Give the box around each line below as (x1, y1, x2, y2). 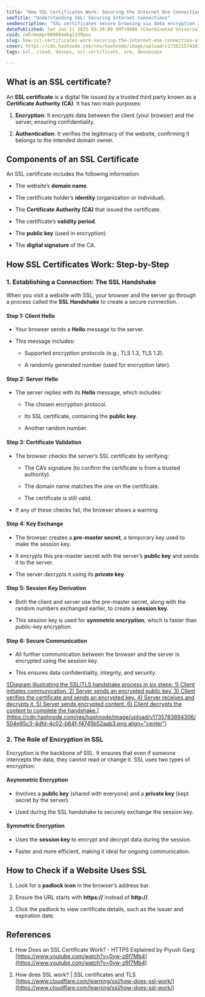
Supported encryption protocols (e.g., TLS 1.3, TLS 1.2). (24, 350, 164, 357)
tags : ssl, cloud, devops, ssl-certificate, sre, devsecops (6, 49, 163, 55)
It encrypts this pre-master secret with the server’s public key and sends (15, 552, 199, 559)
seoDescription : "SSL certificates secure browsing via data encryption (6, 20, 195, 26)
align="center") (128, 720, 167, 728)
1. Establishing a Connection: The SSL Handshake (6, 277, 157, 286)
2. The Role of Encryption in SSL (6, 736, 104, 744)
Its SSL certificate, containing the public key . (24, 413, 138, 420)
